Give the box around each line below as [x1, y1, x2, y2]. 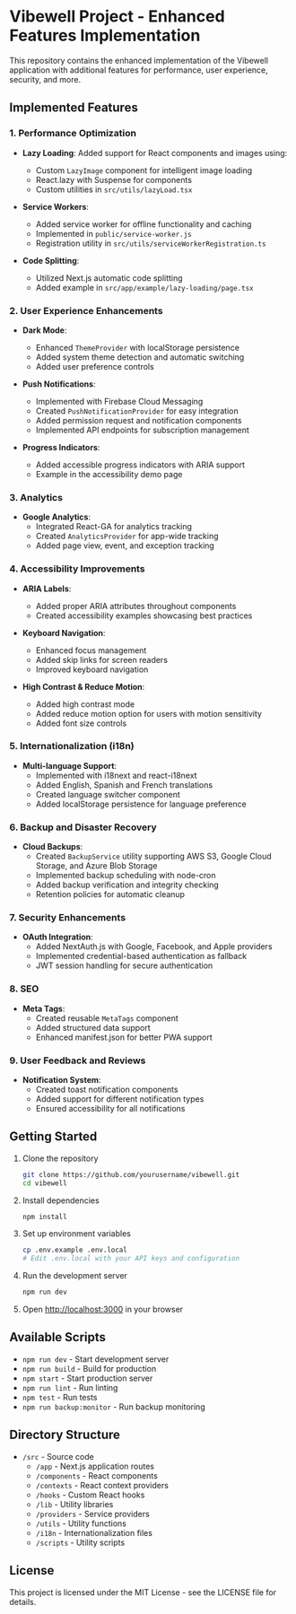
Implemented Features [9, 100, 139, 116]
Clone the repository [22, 1153, 99, 1164]
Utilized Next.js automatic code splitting [35, 272, 183, 284]
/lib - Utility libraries [35, 1498, 114, 1509]
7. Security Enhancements [9, 912, 126, 924]
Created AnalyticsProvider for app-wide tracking [35, 531, 219, 542]
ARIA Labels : [22, 583, 72, 594]
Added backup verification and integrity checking [35, 879, 220, 890]
